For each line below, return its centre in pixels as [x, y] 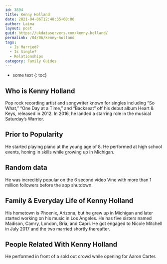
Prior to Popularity [34, 135]
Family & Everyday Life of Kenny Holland [69, 201]
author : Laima [20, 24]
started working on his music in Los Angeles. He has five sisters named [79, 218]
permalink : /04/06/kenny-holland [40, 38]
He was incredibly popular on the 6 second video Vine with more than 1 [78, 179]
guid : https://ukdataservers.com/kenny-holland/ [57, 33]
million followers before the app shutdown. [49, 185]
